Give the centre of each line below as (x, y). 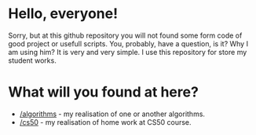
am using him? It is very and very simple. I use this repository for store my (128, 52)
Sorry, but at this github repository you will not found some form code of (125, 35)
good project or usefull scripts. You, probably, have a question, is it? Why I (128, 43)
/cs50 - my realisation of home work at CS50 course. (105, 122)
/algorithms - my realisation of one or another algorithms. (112, 114)
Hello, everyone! (63, 14)
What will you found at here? (103, 92)
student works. (32, 60)
